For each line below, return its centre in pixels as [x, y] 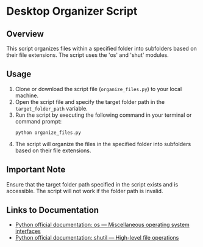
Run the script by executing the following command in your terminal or [103, 115]
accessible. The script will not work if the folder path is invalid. [85, 191]
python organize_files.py [48, 133]
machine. [27, 95]
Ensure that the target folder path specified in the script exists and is [92, 184]
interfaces [28, 231]
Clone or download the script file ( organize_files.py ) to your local [98, 89]
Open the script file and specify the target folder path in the [90, 101]
